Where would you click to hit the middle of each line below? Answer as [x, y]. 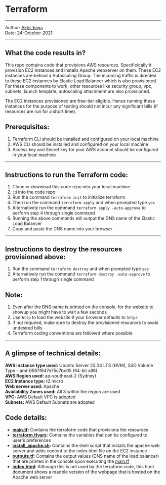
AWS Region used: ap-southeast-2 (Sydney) [51, 376]
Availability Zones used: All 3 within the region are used [62, 391]
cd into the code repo [34, 192]
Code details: [26, 418]
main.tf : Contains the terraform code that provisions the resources [80, 430]
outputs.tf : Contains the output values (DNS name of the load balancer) [85, 456]
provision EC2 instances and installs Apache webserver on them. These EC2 [83, 70]
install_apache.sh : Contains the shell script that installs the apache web [86, 445]
